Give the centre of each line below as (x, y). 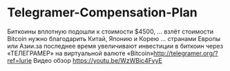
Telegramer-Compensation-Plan (103, 13)
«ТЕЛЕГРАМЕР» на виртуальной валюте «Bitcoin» (80, 53)
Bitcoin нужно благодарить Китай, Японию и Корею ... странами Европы (114, 38)
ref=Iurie (20, 60)
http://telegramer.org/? (185, 53)
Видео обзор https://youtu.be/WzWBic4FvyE (98, 60)
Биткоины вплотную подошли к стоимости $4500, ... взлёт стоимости (111, 31)
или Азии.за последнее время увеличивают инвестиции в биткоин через (115, 46)
